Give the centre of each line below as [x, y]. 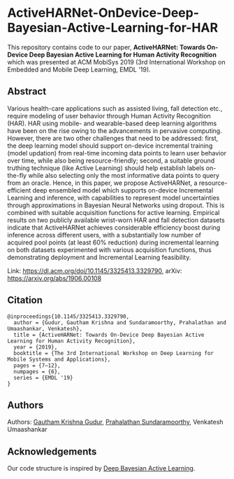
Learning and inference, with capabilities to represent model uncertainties [114, 197]
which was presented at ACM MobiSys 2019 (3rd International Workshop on [116, 62]
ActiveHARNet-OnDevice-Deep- [103, 13]
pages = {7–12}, [37, 366]
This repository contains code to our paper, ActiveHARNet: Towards [107, 47]
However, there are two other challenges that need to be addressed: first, [113, 138]
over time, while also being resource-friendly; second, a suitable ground [111, 160]
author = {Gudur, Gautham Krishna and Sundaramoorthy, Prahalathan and [120, 322]
